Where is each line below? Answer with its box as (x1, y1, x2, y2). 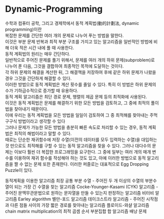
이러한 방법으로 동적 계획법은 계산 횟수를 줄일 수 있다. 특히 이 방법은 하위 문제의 (5, 81, 157, 87)
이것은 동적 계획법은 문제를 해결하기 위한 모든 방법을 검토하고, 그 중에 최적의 (5, 99, 150, 106)
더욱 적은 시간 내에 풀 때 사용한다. (10, 45, 74, 50)
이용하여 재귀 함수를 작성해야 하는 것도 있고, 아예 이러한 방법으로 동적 (14, 155, 146, 161)
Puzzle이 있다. (5, 167, 33, 173)
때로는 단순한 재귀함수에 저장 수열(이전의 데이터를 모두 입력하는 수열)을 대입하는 (5, 136, 158, 143)
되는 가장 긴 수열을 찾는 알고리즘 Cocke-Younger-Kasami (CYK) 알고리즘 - (14, 184, 158, 190)
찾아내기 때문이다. (14, 106, 48, 112)
